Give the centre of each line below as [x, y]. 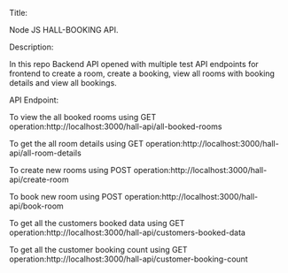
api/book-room [36, 206]
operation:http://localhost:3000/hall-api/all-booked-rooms [116, 126]
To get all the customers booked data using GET [97, 223]
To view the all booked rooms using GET [83, 117]
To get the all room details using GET [77, 144]
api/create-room [39, 179]
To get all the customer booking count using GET [98, 250]
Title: [19, 13]
